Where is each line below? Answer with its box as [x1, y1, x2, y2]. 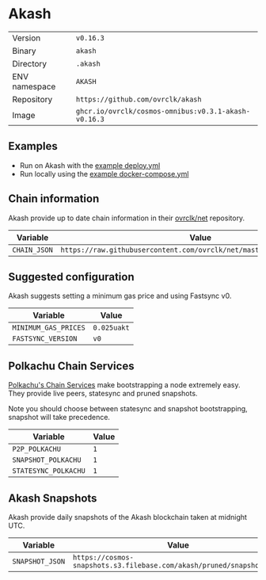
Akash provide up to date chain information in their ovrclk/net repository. [8, 213, 245, 223]
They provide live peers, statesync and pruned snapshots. [8, 389, 198, 399]
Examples [8, 139, 58, 153]
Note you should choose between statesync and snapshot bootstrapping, [8, 404, 248, 414]
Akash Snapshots [8, 491, 97, 505]
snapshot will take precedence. [8, 413, 111, 422]
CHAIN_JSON [12, 245, 53, 254]
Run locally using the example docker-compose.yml [19, 169, 189, 178]
